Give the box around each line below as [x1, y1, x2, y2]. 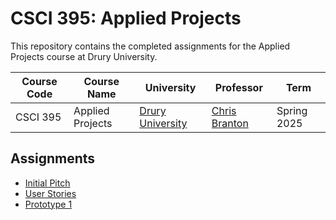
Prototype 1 [24, 198, 73, 210]
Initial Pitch [24, 177, 71, 189]
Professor [214, 80, 263, 94]
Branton [211, 116, 249, 130]
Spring [276, 103, 308, 117]
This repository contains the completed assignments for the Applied [10, 40, 291, 52]
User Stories [24, 187, 77, 199]
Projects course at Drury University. [10, 50, 158, 62]
